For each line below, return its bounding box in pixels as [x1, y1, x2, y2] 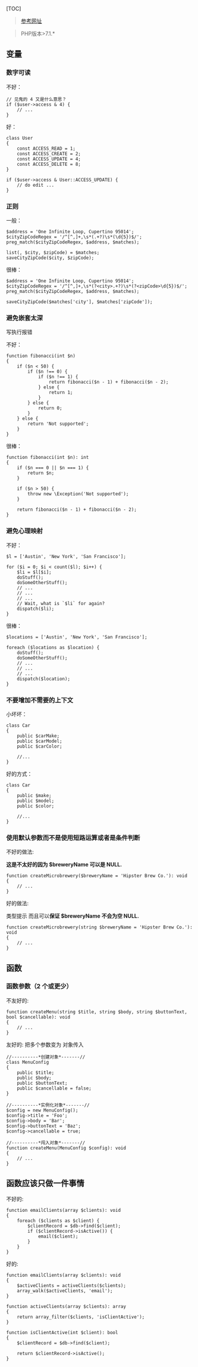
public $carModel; [17, 738, 62, 744]
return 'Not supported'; [27, 421, 89, 427]
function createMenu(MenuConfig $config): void [6, 1145, 127, 1151]
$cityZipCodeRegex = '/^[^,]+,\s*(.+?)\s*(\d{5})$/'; [6, 234, 143, 240]
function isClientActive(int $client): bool [6, 1329, 118, 1335]
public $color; [17, 803, 55, 809]
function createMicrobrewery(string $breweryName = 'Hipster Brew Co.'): [6, 924, 193, 930]
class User [6, 135, 33, 141]
